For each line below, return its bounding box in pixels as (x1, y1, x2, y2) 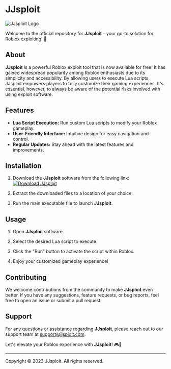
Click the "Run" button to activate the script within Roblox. (12, 249, 135, 255)
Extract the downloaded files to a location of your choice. (12, 190, 133, 196)
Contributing (5, 273, 47, 282)
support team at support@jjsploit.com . (5, 331, 86, 337)
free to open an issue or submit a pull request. (5, 298, 102, 303)
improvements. (12, 146, 44, 153)
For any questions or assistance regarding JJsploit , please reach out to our (5, 326, 164, 332)
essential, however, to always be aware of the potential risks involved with (5, 86, 161, 92)
